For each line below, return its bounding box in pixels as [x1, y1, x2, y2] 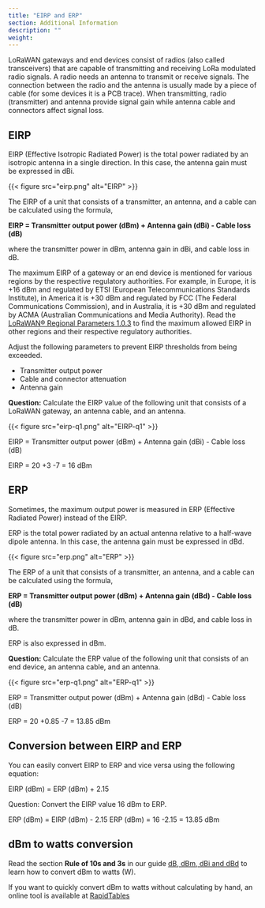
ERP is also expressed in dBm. [8, 638, 106, 648]
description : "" [8, 26, 62, 34]
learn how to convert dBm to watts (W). [8, 867, 136, 876]
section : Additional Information [8, 19, 118, 27]
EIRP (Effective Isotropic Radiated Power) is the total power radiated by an [8, 149, 248, 159]
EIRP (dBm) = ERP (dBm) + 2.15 [8, 784, 110, 793]
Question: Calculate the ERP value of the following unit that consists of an [8, 654, 248, 663]
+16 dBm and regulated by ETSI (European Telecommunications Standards [8, 285, 251, 295]
